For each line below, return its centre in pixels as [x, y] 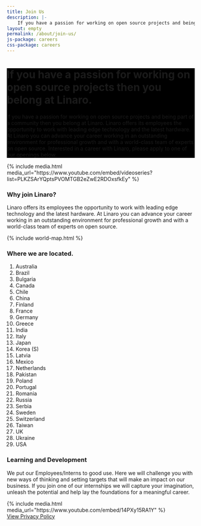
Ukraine [25, 438]
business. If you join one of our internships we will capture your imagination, [101, 485]
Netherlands [31, 368]
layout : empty [24, 28]
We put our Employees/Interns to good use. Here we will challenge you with [100, 473]
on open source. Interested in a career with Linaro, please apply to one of [97, 148]
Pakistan [26, 375]
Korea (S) [27, 349]
